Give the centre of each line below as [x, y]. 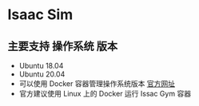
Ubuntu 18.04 [41, 66]
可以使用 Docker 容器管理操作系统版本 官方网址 [97, 84]
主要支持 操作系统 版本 [62, 46]
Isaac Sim [40, 15]
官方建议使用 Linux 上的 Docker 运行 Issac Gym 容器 [105, 94]
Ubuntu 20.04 [42, 74]
